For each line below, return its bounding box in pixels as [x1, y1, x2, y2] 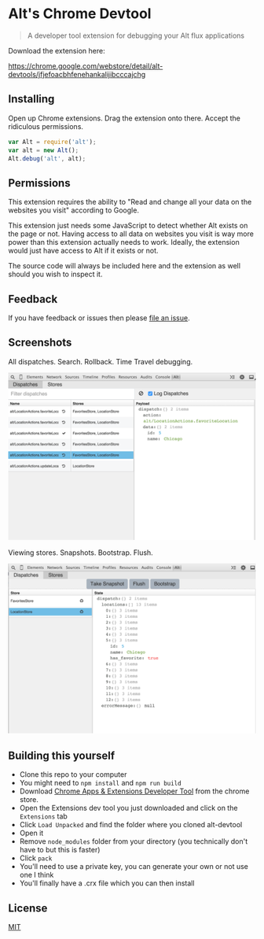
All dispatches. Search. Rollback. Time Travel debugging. [8, 357, 193, 366]
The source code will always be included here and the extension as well [8, 261, 241, 271]
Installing [8, 92, 55, 106]
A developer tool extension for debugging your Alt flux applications [27, 31, 245, 40]
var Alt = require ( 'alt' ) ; [8, 138, 97, 146]
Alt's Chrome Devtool [8, 5, 152, 23]
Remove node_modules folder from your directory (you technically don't [19, 837, 248, 846]
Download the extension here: [8, 46, 105, 55]
